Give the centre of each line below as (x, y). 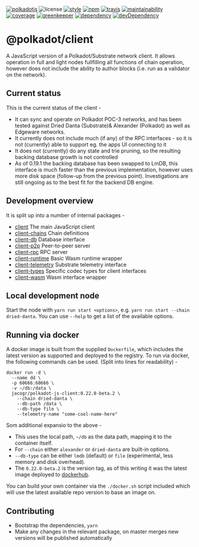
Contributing (30, 511)
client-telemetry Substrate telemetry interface (70, 265)
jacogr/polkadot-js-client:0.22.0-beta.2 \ (66, 394)
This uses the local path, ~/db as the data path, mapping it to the (93, 437)
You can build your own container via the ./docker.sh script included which (98, 486)
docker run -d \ (26, 373)
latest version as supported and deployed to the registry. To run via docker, (98, 355)
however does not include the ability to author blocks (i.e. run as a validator (98, 68)
